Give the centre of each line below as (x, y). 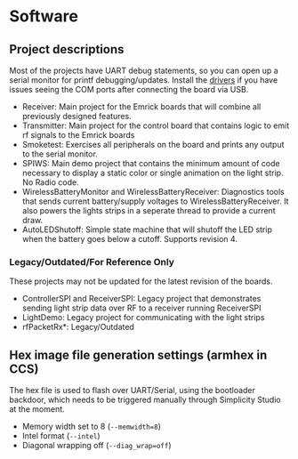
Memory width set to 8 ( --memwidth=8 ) (92, 427)
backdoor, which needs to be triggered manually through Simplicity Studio (145, 400)
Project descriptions (67, 49)
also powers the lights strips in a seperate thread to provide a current (149, 210)
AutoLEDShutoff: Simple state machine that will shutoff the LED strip (147, 229)
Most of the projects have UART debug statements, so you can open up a (144, 70)
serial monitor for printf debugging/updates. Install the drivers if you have (144, 80)
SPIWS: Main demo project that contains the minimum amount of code (151, 163)
